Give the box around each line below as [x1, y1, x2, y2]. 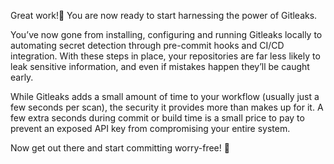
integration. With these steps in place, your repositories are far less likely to [10, 50, 321, 62]
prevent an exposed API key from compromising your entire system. [10, 123, 291, 134]
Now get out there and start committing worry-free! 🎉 [10, 142, 230, 154]
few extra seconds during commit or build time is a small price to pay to [10, 112, 305, 124]
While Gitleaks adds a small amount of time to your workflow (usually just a [10, 91, 320, 102]
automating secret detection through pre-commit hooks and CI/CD [10, 40, 285, 51]
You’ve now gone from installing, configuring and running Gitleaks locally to [10, 29, 323, 40]
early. [10, 71, 34, 83]
